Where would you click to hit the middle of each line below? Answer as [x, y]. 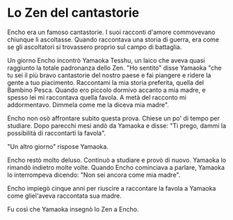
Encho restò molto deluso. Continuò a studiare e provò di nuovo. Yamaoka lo [117, 160]
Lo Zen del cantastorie [73, 13]
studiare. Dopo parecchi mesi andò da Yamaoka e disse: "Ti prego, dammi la [117, 125]
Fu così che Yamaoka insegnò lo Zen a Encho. [73, 209]
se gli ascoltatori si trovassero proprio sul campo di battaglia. [95, 47]
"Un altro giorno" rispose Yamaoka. [58, 146]
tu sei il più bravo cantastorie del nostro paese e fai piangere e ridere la [109, 75]
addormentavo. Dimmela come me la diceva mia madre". [88, 104]
